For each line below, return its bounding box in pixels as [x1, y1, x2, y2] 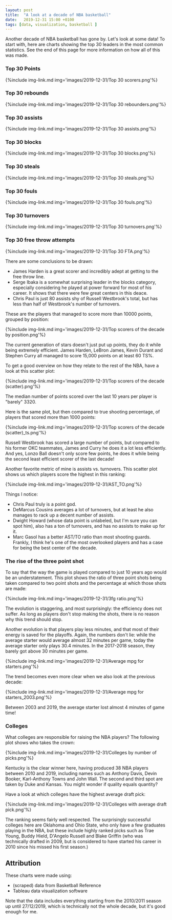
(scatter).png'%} [5, 383, 41, 389]
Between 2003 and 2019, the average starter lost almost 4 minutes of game [5, 704, 165, 710]
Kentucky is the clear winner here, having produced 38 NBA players [5, 765, 148, 771]
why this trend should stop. [5, 616, 63, 622]
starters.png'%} [5, 663, 39, 669]
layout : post [5, 7, 33, 13]
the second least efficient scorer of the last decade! [5, 455, 115, 462]
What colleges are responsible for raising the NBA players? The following [5, 734, 160, 740]
